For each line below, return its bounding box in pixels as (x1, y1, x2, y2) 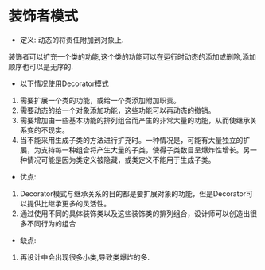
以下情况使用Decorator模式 (19, 79, 109, 88)
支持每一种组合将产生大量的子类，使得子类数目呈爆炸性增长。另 (41, 145, 251, 155)
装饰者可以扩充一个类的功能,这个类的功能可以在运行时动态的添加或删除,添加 (8, 52, 257, 61)
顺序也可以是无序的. (8, 61, 74, 71)
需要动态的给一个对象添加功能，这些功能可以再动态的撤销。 (19, 105, 216, 115)
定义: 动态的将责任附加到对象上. (19, 35, 124, 44)
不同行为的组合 (26, 218, 76, 228)
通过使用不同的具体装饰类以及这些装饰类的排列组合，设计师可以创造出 (19, 208, 251, 218)
